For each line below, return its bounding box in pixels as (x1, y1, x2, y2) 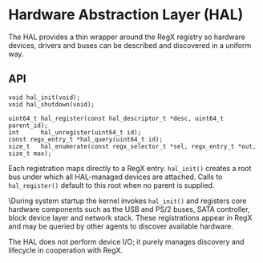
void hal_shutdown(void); (8, 100, 95, 109)
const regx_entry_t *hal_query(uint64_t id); (8, 135, 163, 143)
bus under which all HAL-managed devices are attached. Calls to (8, 172, 223, 181)
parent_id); (8, 122, 48, 130)
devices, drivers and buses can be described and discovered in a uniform (8, 40, 252, 50)
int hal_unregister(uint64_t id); (8, 128, 142, 137)
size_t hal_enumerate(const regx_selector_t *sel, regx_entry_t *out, (8, 142, 257, 150)
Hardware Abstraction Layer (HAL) (8, 6, 244, 24)
